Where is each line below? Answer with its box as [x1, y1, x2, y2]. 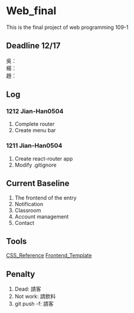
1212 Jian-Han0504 [6, 107, 64, 116]
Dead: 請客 [14, 285, 41, 293]
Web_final [6, 4, 57, 18]
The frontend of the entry [14, 194, 77, 201]
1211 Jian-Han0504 [6, 142, 63, 150]
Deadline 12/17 [6, 41, 61, 51]
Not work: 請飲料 [14, 293, 56, 300]
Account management [14, 213, 69, 220]
